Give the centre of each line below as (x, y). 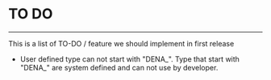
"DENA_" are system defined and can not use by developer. (119, 67)
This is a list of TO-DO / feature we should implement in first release (121, 43)
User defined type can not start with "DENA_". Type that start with (130, 59)
